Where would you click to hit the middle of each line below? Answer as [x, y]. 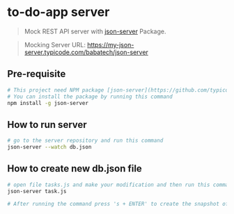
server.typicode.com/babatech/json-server [86, 52]
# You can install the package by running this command [90, 97]
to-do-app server [58, 12]
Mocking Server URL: [55, 44]
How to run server [47, 125]
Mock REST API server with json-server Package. [95, 31]
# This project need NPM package [56, 90]
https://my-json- [110, 44]
